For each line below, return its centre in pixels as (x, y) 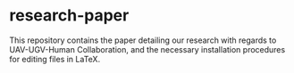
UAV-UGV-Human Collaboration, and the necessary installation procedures (147, 49)
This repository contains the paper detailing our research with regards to (143, 40)
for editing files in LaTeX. (55, 59)
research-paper (69, 16)
